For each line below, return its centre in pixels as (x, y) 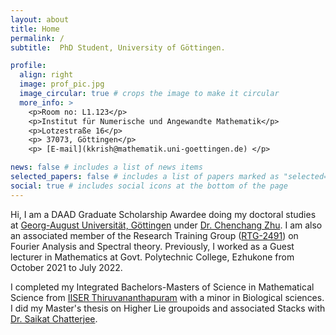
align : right (46, 75)
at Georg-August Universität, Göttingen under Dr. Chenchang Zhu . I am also (166, 225)
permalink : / (37, 38)
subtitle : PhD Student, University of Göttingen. (118, 47)
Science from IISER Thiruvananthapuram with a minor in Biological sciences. (167, 297)
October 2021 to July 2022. (66, 267)
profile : (28, 66)
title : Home (35, 29)
